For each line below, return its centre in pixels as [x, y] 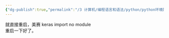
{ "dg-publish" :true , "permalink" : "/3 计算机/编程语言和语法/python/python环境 [84, 10]
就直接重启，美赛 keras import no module [48, 24]
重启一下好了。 [21, 31]
